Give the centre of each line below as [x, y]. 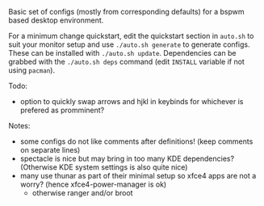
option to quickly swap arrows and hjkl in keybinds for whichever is [132, 101]
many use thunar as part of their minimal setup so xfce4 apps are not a [138, 176]
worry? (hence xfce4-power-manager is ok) [93, 184]
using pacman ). [31, 70]
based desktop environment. [56, 20]
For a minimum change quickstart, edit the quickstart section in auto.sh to [131, 36]
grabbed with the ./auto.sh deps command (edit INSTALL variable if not [126, 61]
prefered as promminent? [62, 110]
